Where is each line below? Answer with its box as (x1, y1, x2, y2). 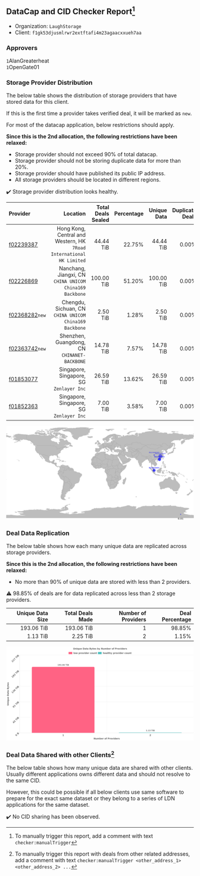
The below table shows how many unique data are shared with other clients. (6, 764, 193, 772)
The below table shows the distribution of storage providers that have (6, 92, 177, 99)
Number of (118, 609, 147, 617)
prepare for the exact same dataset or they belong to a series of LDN (6, 795, 176, 802)
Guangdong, (55, 338, 86, 345)
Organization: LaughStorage (14, 22, 82, 29)
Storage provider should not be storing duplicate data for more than (14, 157, 182, 165)
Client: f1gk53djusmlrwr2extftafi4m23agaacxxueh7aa (14, 29, 142, 36)
